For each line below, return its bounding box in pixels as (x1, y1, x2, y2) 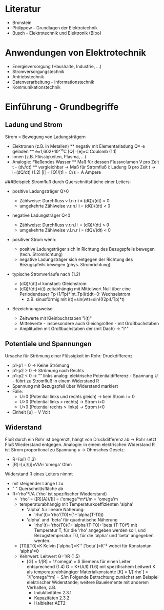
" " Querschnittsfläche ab (12, 486, 63, 492)
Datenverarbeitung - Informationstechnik (12, 79, 95, 85)
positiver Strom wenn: (12, 236, 57, 242)
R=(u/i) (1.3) (12, 456, 36, 462)
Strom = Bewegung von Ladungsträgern (5, 134, 86, 140)
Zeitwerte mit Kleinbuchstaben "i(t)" (19, 315, 92, 321)
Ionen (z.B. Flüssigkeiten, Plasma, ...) (12, 153, 86, 160)
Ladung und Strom (5, 121, 62, 129)
